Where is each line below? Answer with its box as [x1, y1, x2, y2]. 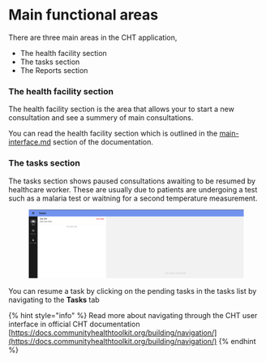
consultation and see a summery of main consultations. [8, 113, 194, 123]
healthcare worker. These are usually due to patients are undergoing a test [8, 184, 258, 194]
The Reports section [19, 65, 88, 75]
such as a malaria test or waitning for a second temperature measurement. [8, 193, 258, 203]
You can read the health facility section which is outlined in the [8, 128, 218, 139]
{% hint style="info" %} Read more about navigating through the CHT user [8, 310, 258, 320]
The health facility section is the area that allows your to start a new [8, 104, 235, 114]
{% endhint [218, 336, 256, 346]
